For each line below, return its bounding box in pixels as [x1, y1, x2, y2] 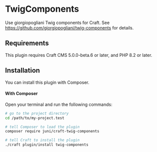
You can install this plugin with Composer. [5, 79, 90, 85]
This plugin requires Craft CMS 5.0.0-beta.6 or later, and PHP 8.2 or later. [5, 52, 153, 58]
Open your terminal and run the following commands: [5, 101, 112, 107]
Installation [5, 66, 40, 75]
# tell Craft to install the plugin [5, 138, 80, 143]
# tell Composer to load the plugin [5, 124, 80, 129]
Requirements [5, 39, 49, 48]
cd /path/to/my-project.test [5, 115, 65, 121]
